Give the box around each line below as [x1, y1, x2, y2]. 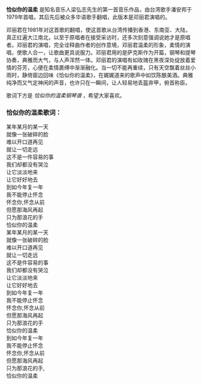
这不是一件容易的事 [6, 153, 54, 161]
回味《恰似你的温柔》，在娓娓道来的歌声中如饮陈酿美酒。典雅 [43, 72, 194, 78]
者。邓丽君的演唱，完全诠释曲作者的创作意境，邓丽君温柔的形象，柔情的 [6, 42, 185, 48]
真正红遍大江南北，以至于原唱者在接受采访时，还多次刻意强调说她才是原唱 [6, 34, 191, 41]
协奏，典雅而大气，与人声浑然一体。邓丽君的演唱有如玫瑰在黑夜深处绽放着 [6, 57, 191, 63]
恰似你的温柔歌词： [6, 108, 62, 116]
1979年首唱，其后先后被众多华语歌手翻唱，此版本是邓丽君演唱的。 [6, 13, 171, 21]
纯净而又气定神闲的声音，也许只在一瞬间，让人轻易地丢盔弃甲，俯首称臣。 [6, 79, 191, 86]
